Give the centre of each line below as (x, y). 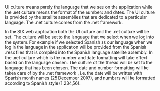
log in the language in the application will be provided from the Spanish (76, 47)
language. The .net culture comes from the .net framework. (64, 22)
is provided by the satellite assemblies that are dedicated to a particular (76, 17)
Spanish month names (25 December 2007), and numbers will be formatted (80, 78)
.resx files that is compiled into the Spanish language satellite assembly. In (79, 52)
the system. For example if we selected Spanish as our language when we (79, 42)
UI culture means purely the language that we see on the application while (79, 7)
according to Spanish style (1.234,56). (43, 83)
